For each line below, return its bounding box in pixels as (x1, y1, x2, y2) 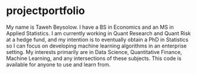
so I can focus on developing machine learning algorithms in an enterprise (6, 42, 188, 49)
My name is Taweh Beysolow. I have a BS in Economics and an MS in (6, 23, 175, 31)
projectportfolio (6, 4, 85, 18)
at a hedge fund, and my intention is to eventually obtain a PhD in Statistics (6, 36, 189, 43)
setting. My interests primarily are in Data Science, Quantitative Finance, (6, 48, 182, 55)
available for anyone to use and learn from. (6, 60, 111, 68)
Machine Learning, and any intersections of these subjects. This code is (6, 55, 182, 62)
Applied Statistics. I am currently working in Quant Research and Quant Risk (6, 29, 191, 36)
